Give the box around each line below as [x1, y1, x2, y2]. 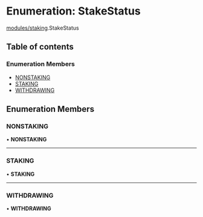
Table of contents [6, 42, 74, 52]
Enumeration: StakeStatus [6, 4, 141, 18]
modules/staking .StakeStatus [6, 24, 80, 31]
